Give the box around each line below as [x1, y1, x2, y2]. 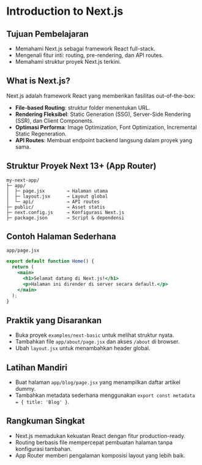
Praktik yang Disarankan [6, 315, 102, 326]
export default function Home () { [6, 258, 95, 264]
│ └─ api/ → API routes [6, 198, 100, 205]
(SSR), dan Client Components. [15, 117, 94, 124]
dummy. [15, 385, 36, 393]
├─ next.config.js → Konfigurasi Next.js [6, 209, 124, 215]
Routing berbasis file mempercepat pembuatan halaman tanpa [15, 439, 173, 446]
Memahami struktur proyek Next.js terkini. [15, 58, 121, 65]
